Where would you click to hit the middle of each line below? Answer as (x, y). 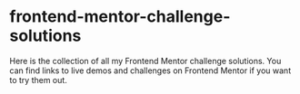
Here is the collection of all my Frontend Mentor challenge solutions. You (145, 61)
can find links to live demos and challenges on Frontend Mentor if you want (150, 70)
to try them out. (39, 80)
